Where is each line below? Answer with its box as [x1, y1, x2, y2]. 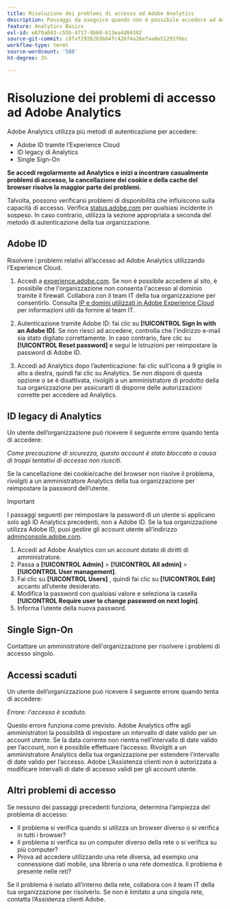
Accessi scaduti [7, 669, 77, 681]
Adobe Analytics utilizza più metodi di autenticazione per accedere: [7, 127, 198, 136]
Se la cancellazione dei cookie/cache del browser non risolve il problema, [7, 470, 215, 478]
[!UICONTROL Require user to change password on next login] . [16, 597, 200, 605]
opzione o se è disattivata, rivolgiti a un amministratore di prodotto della [16, 376, 219, 384]
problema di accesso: [7, 810, 68, 819]
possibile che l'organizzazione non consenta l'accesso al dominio [16, 284, 203, 292]
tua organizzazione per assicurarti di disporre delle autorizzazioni [16, 383, 202, 391]
